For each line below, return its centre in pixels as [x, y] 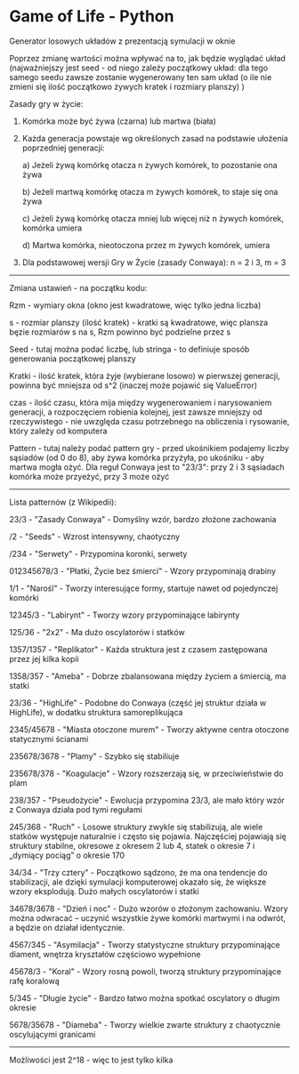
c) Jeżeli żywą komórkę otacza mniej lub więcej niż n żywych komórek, [153, 218]
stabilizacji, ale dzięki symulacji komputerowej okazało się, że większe [138, 882]
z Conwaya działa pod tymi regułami [76, 809]
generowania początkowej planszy [73, 359]
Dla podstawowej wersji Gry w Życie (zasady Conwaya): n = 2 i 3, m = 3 [154, 262]
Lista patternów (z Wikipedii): [63, 502]
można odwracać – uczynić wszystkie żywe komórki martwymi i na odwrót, [148, 917]
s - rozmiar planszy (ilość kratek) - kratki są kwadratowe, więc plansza [139, 322]
